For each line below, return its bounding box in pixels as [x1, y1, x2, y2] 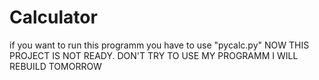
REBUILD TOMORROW [9, 60, 102, 72]
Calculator [9, 6, 98, 29]
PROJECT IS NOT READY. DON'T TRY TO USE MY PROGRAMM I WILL [9, 49, 299, 61]
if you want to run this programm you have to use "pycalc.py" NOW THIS [9, 39, 310, 51]
